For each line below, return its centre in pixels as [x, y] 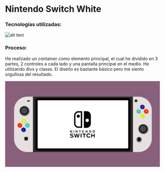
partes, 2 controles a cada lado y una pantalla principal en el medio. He [77, 64]
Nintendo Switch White [53, 9]
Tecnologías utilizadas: [33, 25]
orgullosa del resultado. [29, 74]
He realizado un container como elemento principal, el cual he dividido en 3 [82, 58]
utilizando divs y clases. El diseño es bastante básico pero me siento [74, 69]
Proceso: [16, 48]
